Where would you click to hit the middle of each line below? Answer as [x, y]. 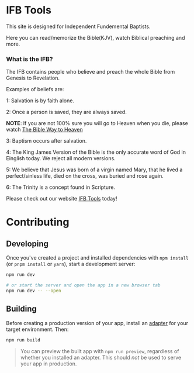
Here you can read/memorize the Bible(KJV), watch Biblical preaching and [96, 37]
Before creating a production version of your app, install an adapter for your [97, 323]
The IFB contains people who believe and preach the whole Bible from [91, 72]
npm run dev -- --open [34, 291]
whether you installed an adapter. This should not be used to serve [101, 357]
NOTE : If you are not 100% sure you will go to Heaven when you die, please [97, 123]
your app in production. [49, 364]
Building [21, 309]
